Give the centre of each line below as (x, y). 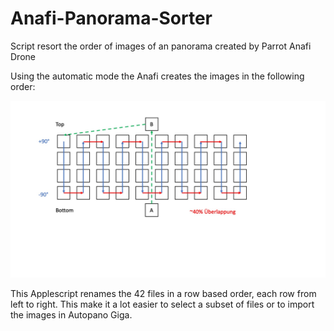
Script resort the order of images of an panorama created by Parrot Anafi (161, 46)
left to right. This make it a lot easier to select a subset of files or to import (162, 304)
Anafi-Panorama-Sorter (111, 18)
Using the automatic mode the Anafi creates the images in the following (157, 76)
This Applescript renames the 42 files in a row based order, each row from (163, 294)
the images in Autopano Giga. (71, 315)
